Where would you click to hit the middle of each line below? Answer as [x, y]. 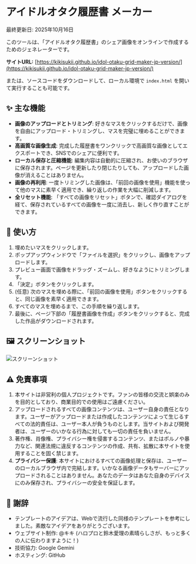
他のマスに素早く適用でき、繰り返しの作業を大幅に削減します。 [97, 189]
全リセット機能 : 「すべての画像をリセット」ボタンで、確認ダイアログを [101, 197]
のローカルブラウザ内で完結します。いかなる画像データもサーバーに [97, 468]
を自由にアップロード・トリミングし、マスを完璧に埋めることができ [97, 131]
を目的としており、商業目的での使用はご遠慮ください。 [82, 402]
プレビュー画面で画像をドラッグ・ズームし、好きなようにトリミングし [100, 269]
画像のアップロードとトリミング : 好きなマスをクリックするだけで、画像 [101, 124]
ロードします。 [33, 262]
